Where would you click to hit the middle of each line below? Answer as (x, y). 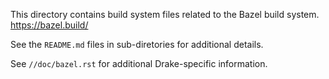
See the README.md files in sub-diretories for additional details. (137, 44)
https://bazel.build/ (49, 25)
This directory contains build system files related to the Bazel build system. (165, 14)
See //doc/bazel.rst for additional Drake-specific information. (139, 63)
